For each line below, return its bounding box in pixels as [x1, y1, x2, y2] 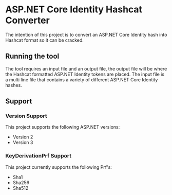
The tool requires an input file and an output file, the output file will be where [5, 65, 167, 72]
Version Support [5, 112, 47, 119]
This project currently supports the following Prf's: [5, 164, 112, 170]
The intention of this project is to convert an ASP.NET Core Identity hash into [5, 31, 167, 38]
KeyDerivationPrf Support [5, 152, 72, 159]
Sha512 [12, 185, 29, 191]
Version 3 [12, 139, 33, 146]
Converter [5, 14, 50, 26]
